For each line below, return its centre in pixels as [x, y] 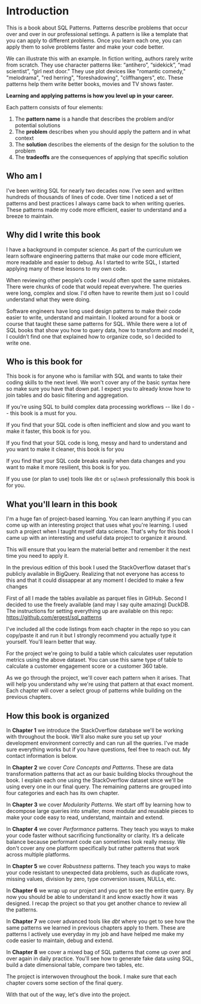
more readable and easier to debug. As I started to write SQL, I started [93, 262]
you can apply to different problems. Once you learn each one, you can [94, 40]
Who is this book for [44, 361]
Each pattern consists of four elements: [55, 107]
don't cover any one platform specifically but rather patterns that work [93, 848]
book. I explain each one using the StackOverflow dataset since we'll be [95, 780]
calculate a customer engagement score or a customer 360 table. [87, 666]
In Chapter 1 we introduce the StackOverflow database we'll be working [95, 730]
